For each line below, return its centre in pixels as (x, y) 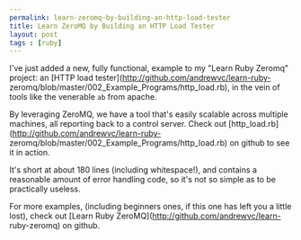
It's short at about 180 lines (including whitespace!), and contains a (133, 170)
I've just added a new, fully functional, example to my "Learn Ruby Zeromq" (149, 68)
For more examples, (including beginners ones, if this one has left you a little (150, 207)
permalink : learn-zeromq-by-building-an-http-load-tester (120, 18)
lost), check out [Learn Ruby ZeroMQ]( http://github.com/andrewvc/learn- (145, 216)
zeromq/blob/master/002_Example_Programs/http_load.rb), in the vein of (145, 87)
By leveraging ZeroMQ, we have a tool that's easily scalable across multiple (149, 114)
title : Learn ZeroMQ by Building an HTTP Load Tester (112, 26)
